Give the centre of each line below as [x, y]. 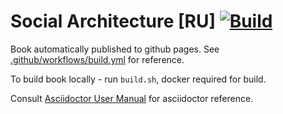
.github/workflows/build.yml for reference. [97, 59]
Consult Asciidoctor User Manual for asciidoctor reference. [132, 98]
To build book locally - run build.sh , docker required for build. [138, 79]
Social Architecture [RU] [113, 21]
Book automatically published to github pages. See [115, 49]
